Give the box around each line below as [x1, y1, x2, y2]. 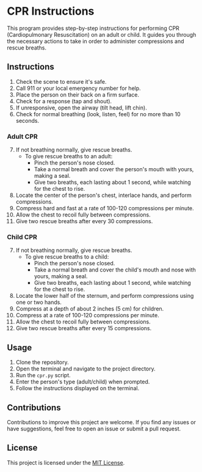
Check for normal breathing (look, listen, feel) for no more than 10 [15, 110, 181, 117]
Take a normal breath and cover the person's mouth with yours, [34, 166, 194, 173]
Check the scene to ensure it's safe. [15, 78, 107, 85]
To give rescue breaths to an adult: [24, 153, 113, 160]
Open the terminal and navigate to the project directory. [15, 365, 156, 372]
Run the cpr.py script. [15, 372, 71, 379]
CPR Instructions [7, 4, 95, 18]
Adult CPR [7, 132, 38, 141]
